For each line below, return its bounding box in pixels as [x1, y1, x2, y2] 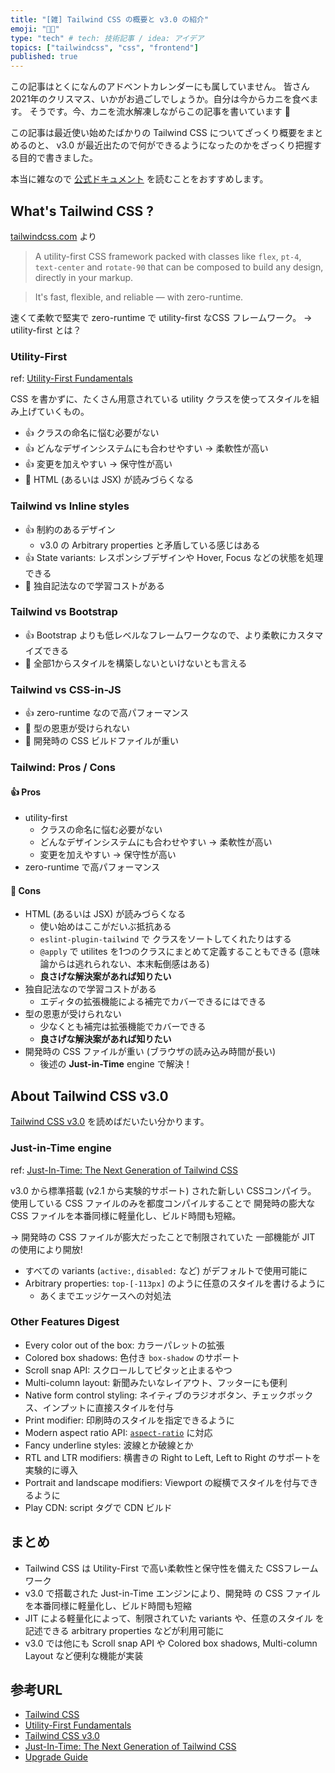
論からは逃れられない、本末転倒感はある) [39, 958, 210, 970]
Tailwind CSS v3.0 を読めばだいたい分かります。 [10, 1116, 210, 1128]
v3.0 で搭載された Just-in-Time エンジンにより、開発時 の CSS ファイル [24, 1587, 321, 1599]
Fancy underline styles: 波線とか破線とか [24, 1439, 194, 1451]
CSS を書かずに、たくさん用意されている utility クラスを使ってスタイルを [10, 393, 311, 405]
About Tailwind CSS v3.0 [10, 1087, 169, 1105]
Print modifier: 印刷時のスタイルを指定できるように [24, 1414, 235, 1426]
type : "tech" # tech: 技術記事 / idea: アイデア [10, 33, 205, 43]
